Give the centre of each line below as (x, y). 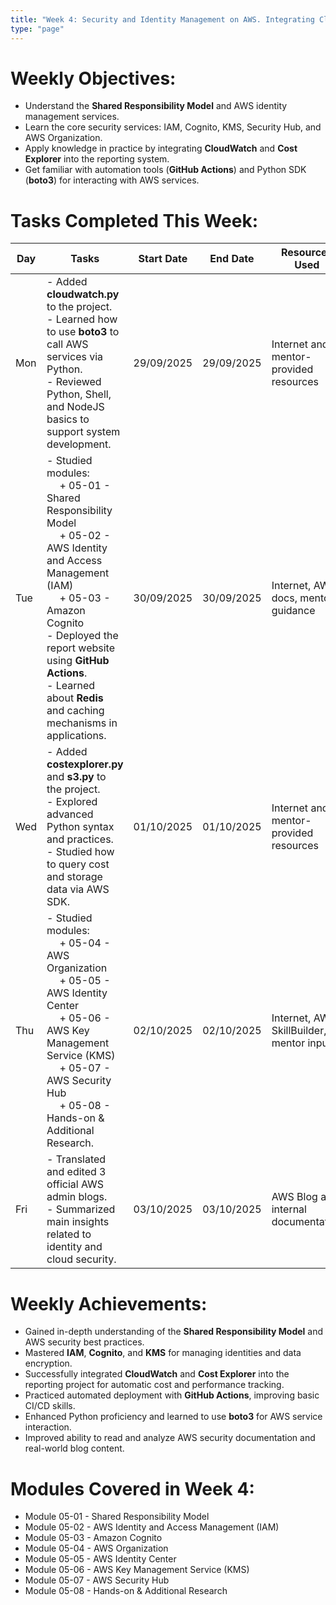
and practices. (80, 839)
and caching (75, 711)
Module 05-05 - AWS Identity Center (100, 1559)
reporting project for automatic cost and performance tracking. (154, 1385)
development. (79, 444)
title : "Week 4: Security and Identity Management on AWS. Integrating (162, 19)
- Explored (72, 802)
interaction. (48, 1427)
